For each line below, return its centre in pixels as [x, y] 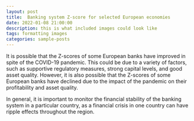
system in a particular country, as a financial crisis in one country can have [97, 105]
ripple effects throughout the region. [50, 112]
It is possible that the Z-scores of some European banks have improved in [96, 56]
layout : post [22, 12]
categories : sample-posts [38, 39]
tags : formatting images [37, 34]
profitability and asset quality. [42, 87]
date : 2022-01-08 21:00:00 [39, 23]
